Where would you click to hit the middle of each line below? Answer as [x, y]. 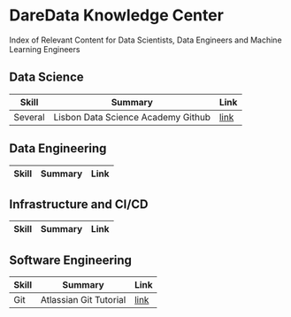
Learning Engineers [45, 49]
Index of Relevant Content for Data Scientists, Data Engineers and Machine [145, 40]
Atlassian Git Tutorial [83, 300]
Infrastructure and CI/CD [79, 204]
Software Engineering [71, 260]
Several [30, 117]
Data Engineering [58, 148]
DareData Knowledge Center [116, 15]
